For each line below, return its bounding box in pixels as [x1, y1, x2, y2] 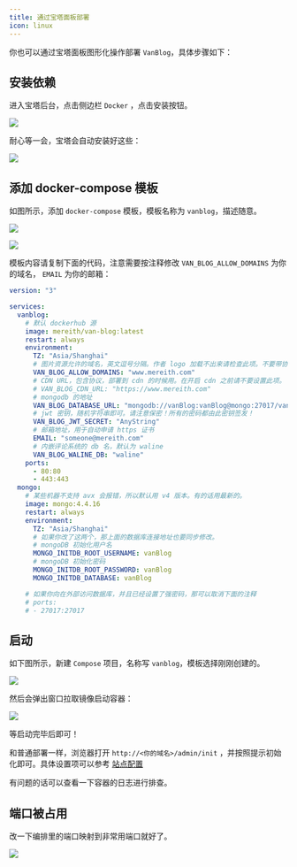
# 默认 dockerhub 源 [25, 318, 97, 327]
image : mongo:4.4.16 [25, 500, 101, 509]
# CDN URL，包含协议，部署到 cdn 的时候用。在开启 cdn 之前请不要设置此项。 [32, 376, 286, 385]
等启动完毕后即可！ [9, 729, 80, 740]
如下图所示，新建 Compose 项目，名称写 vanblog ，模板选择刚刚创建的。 [9, 658, 265, 669]
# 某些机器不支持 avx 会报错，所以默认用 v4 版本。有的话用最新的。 [25, 492, 247, 501]
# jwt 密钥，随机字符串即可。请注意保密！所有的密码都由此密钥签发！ [32, 409, 255, 418]
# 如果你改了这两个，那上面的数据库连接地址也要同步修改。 [32, 533, 219, 541]
